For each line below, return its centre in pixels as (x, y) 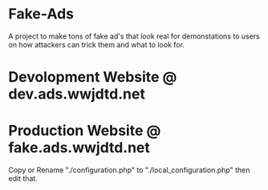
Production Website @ (85, 131)
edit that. (23, 179)
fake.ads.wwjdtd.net (79, 148)
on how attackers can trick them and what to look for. (96, 44)
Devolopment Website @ (93, 77)
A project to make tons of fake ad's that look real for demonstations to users (134, 36)
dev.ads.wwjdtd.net (77, 94)
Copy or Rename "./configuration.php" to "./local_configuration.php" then (129, 170)
